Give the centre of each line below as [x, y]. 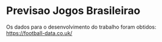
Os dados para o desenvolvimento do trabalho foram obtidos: [81, 27]
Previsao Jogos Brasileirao [73, 11]
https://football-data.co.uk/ [39, 33]
